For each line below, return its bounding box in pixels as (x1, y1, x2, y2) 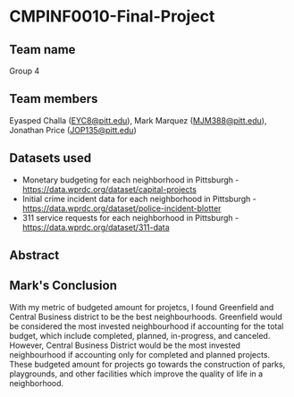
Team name (9, 42, 76, 57)
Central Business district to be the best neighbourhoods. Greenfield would (9, 311, 283, 322)
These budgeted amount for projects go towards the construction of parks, (9, 359, 286, 369)
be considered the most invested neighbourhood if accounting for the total (9, 320, 284, 332)
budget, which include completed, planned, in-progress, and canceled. (9, 330, 271, 341)
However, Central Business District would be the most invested (9, 340, 241, 351)
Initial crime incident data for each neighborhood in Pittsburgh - (21, 193, 256, 204)
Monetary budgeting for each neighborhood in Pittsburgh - (21, 174, 239, 185)
